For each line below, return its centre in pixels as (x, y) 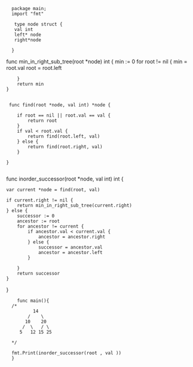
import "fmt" (28, 14)
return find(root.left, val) (64, 136)
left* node (28, 35)
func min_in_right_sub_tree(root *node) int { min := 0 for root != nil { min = (97, 62)
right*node (28, 40)
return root (43, 121)
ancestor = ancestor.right (72, 237)
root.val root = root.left (34, 68)
